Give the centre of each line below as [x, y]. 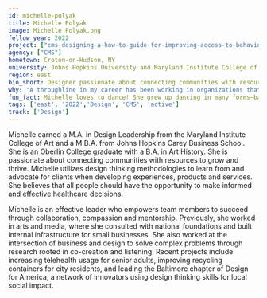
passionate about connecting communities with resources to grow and [124, 160]
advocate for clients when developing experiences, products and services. [130, 177]
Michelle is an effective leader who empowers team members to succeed [128, 209]
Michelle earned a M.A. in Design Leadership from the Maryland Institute [127, 135]
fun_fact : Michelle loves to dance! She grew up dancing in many [118, 97]
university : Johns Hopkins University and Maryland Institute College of [133, 68]
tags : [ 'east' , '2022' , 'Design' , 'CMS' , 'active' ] [94, 104]
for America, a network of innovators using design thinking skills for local [128, 277]
